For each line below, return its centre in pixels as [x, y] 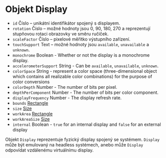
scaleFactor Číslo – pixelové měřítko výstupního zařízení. [71, 39]
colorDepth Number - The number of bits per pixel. [65, 87]
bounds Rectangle [30, 103]
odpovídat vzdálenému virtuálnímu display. [49, 150]
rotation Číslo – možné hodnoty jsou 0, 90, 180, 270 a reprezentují [81, 28]
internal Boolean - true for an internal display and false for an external [87, 124]
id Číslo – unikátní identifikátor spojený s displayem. [66, 23]
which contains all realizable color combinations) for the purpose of [82, 76]
